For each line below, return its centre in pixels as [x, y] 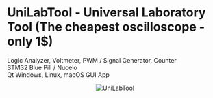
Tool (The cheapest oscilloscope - [106, 27]
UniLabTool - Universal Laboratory [106, 13]
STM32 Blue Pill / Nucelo [42, 67]
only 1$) [30, 42]
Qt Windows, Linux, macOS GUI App [58, 75]
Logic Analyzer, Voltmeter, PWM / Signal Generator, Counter [92, 60]
